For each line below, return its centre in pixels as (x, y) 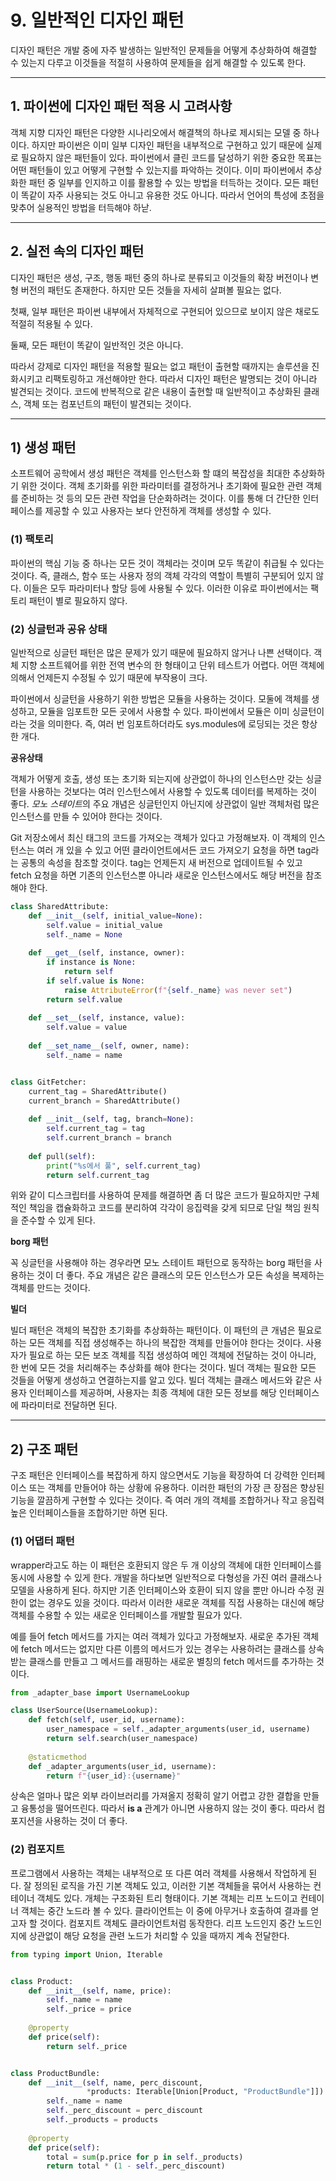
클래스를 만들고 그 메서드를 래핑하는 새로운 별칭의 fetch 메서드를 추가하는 (171, 1661)
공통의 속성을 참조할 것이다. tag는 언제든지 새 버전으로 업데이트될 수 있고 (161, 862)
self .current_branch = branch (109, 1138)
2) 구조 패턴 (44, 1449)
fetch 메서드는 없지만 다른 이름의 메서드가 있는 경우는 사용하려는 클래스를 (163, 1648)
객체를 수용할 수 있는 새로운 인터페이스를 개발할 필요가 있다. (126, 1615)
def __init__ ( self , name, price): (100, 1991)
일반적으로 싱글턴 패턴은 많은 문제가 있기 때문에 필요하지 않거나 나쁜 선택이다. (161, 652)
